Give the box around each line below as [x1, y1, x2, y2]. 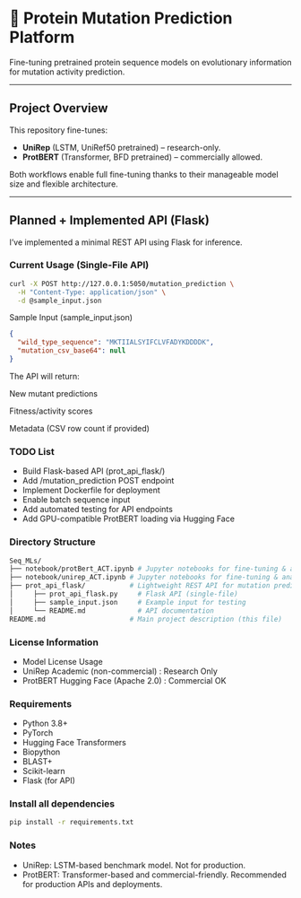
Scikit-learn [21, 766, 65, 777]
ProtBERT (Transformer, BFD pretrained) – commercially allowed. [21, 152, 262, 162]
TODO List [9, 445, 56, 458]
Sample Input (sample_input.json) [9, 312, 133, 323]
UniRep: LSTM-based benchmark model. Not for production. [21, 859, 246, 870]
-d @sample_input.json [17, 296, 102, 305]
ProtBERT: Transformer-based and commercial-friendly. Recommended [21, 869, 287, 880]
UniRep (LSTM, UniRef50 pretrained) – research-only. [21, 142, 221, 153]
